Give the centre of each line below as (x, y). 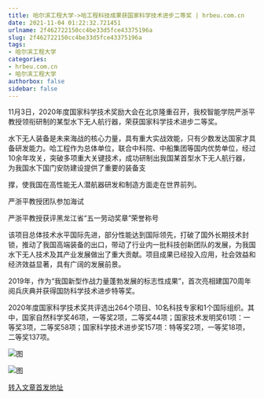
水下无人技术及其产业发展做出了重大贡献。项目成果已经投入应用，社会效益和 (132, 255)
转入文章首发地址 (36, 387)
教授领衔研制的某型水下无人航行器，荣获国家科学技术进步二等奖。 (115, 122)
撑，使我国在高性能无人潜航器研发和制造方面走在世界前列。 (104, 185)
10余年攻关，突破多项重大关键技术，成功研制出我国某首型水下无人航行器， (129, 158)
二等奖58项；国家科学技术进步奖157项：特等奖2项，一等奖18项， (145, 327)
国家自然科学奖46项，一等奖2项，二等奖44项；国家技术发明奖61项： (132, 318)
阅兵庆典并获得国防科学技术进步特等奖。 (73, 291)
